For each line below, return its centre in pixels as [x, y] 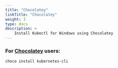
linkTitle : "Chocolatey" [31, 15]
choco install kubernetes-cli [37, 61]
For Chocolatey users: [33, 51]
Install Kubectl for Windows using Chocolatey [64, 33]
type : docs [17, 24]
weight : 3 [16, 19]
